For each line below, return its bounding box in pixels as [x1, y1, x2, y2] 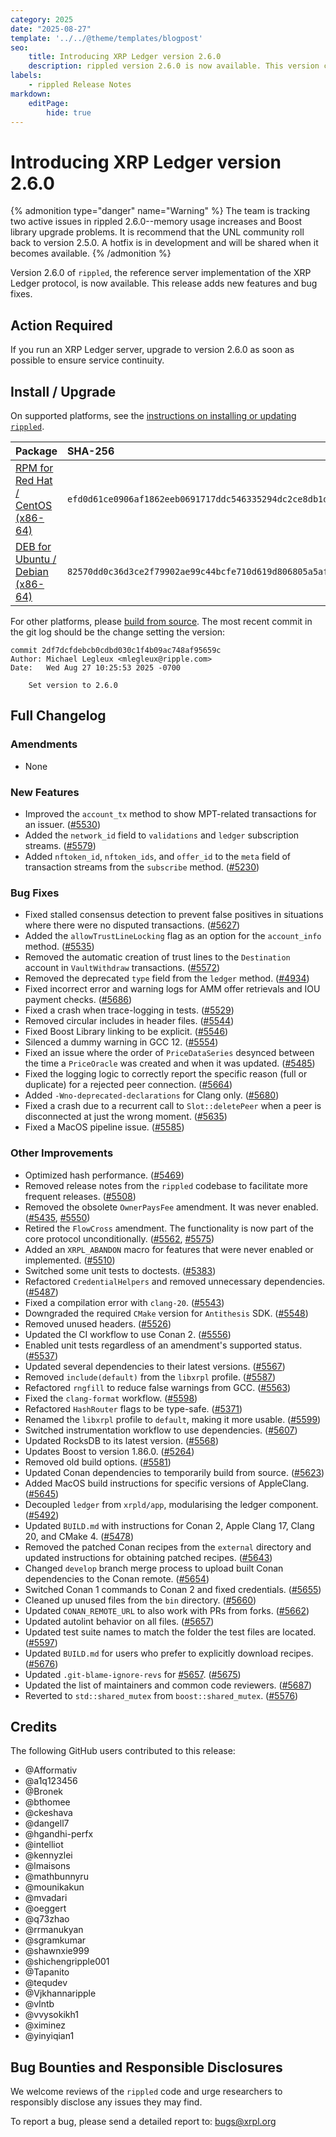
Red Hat [15, 473, 53, 487]
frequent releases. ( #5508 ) [24, 1190, 137, 1202]
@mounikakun [24, 1881, 85, 1893]
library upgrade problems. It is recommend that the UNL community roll [10, 226, 305, 238]
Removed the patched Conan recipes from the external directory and [24, 1541, 312, 1553]
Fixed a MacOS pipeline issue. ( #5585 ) [24, 1121, 185, 1133]
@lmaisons [24, 1860, 71, 1872]
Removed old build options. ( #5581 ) [24, 1456, 172, 1468]
